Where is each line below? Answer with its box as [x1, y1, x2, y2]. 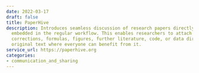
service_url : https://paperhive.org [6, 47, 97, 53]
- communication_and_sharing [6, 58, 78, 64]
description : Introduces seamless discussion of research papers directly [6, 25, 195, 31]
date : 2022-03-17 [6, 8, 49, 15]
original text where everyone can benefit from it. [11, 42, 142, 48]
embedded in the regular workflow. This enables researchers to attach [11, 31, 192, 36]
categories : [6, 52, 36, 58]
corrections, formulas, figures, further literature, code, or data [11, 36, 184, 42]
